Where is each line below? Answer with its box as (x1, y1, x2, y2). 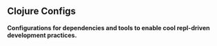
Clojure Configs (7, 5, 76, 17)
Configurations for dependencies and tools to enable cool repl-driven (7, 23, 210, 32)
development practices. (7, 31, 77, 39)
